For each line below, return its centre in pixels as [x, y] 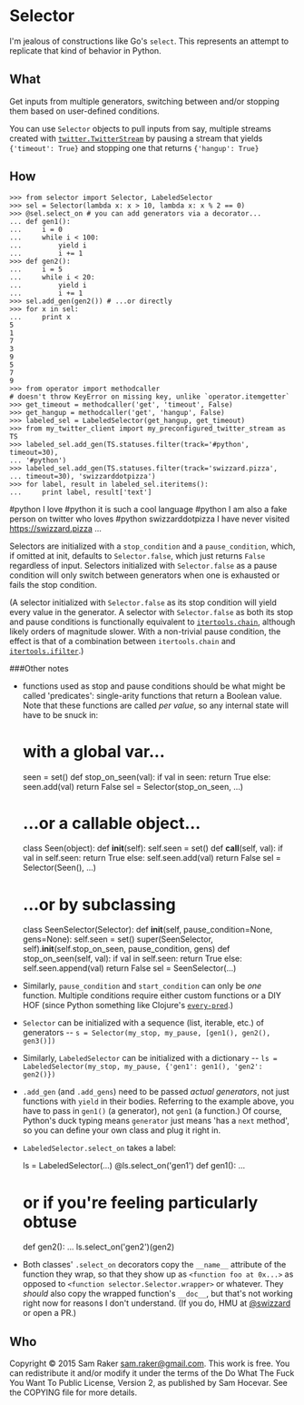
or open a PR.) [49, 1313]
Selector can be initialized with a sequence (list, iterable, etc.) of [143, 1023]
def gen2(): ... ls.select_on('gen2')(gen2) [98, 1247]
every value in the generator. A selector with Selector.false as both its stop [151, 612]
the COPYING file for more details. [74, 1392]
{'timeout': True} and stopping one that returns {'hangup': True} [134, 147]
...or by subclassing [99, 904]
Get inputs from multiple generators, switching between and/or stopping [144, 101]
